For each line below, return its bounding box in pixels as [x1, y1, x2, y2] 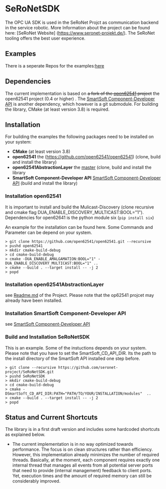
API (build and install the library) [12, 180, 78, 186]
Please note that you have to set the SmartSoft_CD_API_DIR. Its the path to [5, 350, 157, 356]
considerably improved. [12, 478, 61, 484]
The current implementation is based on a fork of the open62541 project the [5, 90, 160, 96]
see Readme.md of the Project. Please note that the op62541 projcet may [5, 292, 154, 298]
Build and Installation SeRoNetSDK [5, 334, 90, 341]
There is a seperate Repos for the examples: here [5, 63, 105, 69]
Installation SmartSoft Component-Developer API [5, 310, 126, 317]
